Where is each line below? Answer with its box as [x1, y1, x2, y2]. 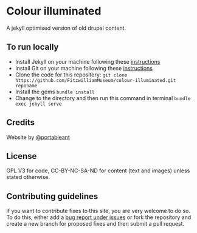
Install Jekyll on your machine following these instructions [15, 58, 161, 65]
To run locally [6, 42, 59, 52]
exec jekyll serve [15, 101, 62, 107]
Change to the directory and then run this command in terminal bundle [15, 94, 191, 101]
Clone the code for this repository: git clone [15, 71, 128, 78]
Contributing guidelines [6, 191, 98, 201]
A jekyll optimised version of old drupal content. [6, 24, 126, 32]
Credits [6, 117, 35, 128]
